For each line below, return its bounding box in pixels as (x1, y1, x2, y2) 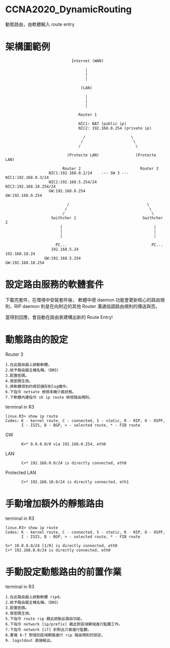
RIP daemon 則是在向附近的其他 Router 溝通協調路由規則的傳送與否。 (14, 303, 160, 309)
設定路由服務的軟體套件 (5, 279, 104, 291)
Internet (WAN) (71, 58, 104, 64)
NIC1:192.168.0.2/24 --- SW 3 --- (48, 170, 129, 175)
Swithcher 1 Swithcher (51, 215, 163, 220)
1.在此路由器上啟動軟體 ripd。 (5, 594, 63, 599)
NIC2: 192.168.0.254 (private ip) (78, 126, 152, 131)
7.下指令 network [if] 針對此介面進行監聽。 (5, 627, 92, 632)
